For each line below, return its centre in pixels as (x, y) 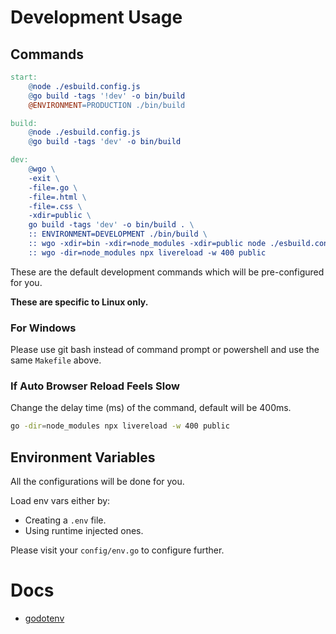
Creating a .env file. (65, 520)
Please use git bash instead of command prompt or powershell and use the (165, 350)
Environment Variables (83, 457)
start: (24, 77)
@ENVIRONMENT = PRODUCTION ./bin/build (107, 105)
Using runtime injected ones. (84, 531)
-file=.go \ (53, 187)
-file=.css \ (55, 206)
